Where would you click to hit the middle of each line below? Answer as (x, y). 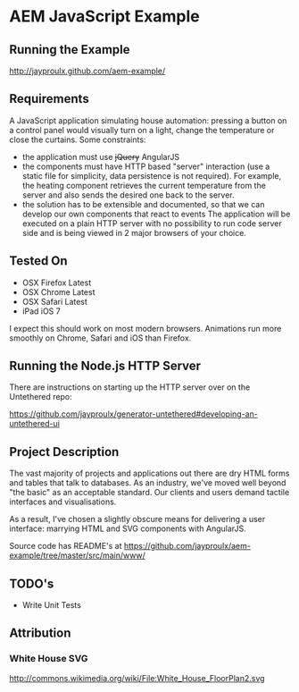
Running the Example (70, 50)
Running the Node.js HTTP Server (105, 366)
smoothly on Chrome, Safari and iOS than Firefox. (100, 338)
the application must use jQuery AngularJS (101, 156)
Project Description (64, 452)
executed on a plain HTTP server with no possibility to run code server (152, 223)
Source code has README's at (66, 546)
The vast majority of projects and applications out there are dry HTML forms (149, 473)
